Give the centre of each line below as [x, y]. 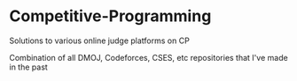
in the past [29, 67]
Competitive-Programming [110, 16]
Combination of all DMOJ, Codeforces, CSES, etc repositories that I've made [148, 57]
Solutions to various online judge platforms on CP [100, 40]
